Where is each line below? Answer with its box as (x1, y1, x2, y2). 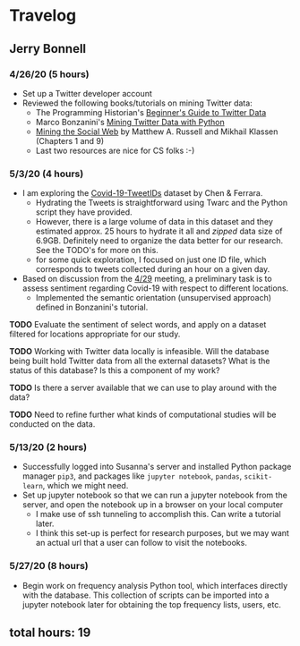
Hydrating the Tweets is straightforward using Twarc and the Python (35, 198, 288, 208)
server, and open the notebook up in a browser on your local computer (21, 499, 284, 510)
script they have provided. (35, 207, 133, 217)
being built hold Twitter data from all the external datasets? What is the (9, 355, 270, 367)
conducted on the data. (9, 419, 96, 429)
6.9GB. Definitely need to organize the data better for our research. (35, 235, 284, 246)
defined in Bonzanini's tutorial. (35, 302, 149, 313)
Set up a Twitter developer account (21, 88, 152, 98)
